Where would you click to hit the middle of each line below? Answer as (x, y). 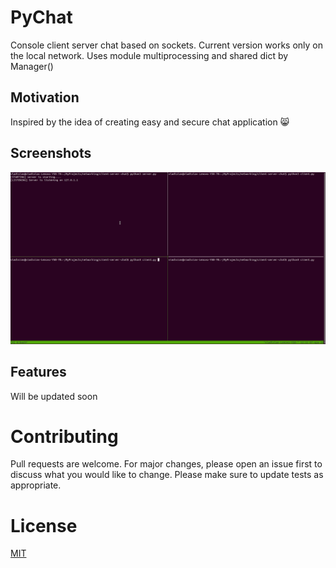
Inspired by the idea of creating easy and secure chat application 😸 (150, 122)
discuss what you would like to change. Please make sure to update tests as (167, 475)
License (44, 525)
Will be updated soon (54, 396)
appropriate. (36, 485)
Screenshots (51, 153)
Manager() (32, 66)
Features (38, 372)
